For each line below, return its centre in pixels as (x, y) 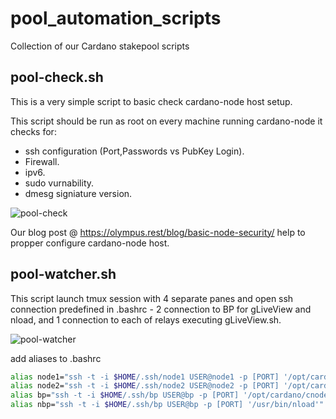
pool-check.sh (57, 77)
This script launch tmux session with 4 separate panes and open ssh (152, 298)
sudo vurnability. (59, 183)
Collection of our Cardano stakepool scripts (100, 46)
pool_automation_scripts (116, 18)
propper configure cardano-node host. (90, 243)
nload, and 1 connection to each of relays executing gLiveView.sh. (146, 319)
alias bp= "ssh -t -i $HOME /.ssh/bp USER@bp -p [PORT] (125, 395)
